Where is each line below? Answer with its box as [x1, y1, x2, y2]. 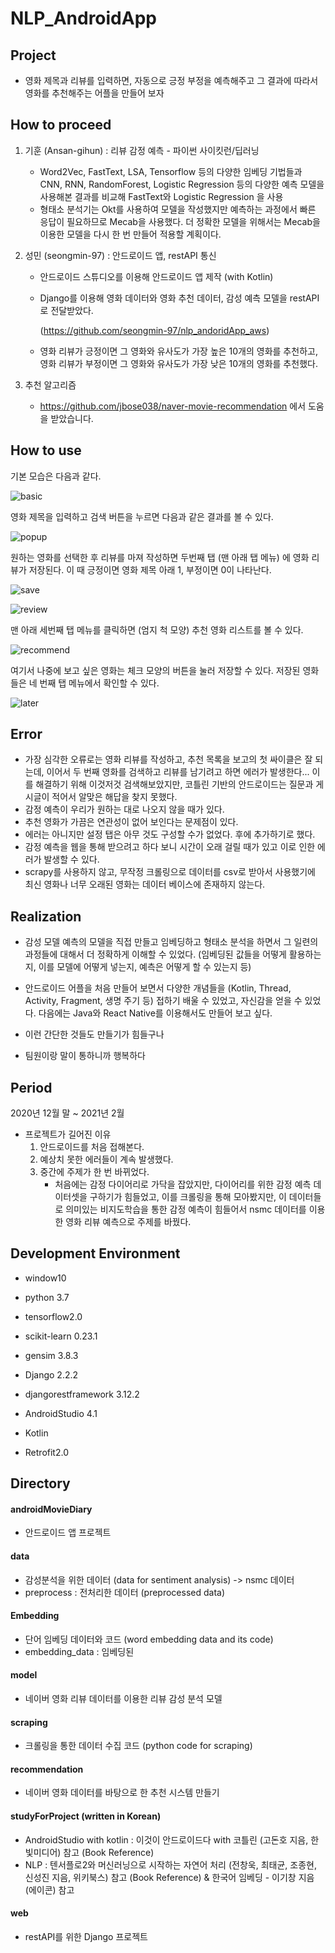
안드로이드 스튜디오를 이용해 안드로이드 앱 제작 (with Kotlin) [39, 270, 274, 282]
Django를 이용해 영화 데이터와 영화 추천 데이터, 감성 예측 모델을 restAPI [39, 292, 320, 304]
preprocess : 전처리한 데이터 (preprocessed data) [24, 1586, 226, 1598]
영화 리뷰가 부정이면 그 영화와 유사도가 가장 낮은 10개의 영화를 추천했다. [39, 357, 318, 369]
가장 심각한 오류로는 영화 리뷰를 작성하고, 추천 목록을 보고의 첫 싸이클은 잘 [24, 753, 313, 766]
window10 [24, 1272, 67, 1284]
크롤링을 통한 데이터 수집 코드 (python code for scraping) [24, 1740, 253, 1752]
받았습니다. [50, 412, 94, 424]
